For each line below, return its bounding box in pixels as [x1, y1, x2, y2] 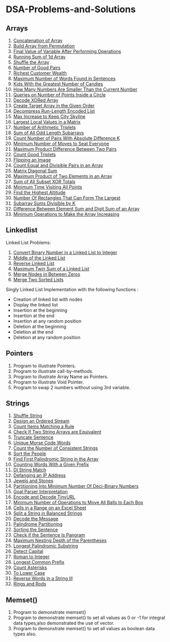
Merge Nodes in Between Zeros [13, 271, 81, 277]
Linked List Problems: [6, 239, 52, 246]
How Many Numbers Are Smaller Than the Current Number [13, 86, 138, 92]
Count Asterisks [13, 564, 47, 570]
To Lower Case [13, 570, 45, 576]
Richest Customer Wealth [13, 70, 67, 76]
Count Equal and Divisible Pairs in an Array [13, 162, 104, 168]
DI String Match [13, 467, 46, 473]
